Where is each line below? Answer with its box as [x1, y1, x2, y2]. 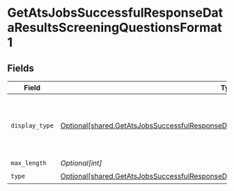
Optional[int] [60, 158, 102, 168]
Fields [7, 62, 35, 74]
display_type [10, 122, 54, 130]
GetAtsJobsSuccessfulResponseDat [7, 5, 224, 21]
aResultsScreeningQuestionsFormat [7, 20, 222, 36]
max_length [10, 159, 47, 167]
